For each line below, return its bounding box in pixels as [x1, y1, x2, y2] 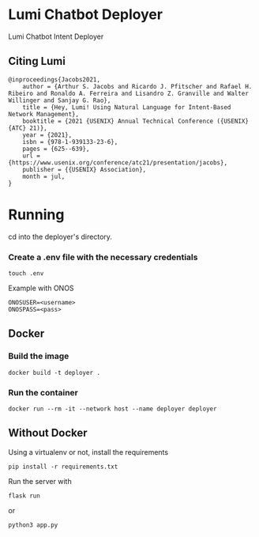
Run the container [8, 387, 79, 398]
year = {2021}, [22, 130, 73, 139]
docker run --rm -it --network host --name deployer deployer [8, 405, 217, 413]
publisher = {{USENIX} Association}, [22, 165, 147, 173]
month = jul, [22, 172, 66, 180]
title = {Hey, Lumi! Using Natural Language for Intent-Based [22, 103, 231, 112]
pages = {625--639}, [22, 145, 90, 153]
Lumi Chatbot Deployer [8, 6, 163, 24]
